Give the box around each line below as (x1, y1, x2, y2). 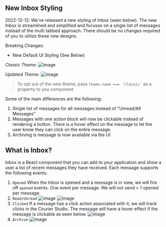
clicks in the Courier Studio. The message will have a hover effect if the (12, 206, 158, 212)
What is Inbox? (5, 146, 52, 155)
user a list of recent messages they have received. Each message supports (5, 165, 159, 170)
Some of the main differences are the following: (5, 96, 103, 102)
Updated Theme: (5, 71, 40, 77)
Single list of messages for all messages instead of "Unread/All (12, 105, 141, 111)
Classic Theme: (5, 61, 37, 67)
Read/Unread (12, 196, 37, 201)
